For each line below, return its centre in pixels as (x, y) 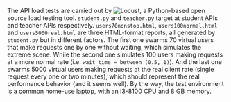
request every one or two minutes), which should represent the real (103, 76)
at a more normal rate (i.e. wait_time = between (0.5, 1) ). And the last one (114, 62)
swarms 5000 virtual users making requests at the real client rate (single (111, 69)
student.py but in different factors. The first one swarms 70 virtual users (110, 40)
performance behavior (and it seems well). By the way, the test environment (115, 84)
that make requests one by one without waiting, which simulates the (104, 47)
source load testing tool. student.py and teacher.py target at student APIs (113, 18)
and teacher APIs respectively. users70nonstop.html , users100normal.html (112, 25)
